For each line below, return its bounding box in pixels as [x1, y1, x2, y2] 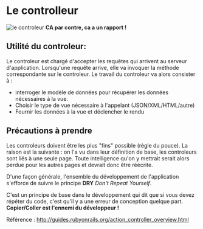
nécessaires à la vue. [15, 95, 69, 102]
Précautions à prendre [6, 126, 92, 136]
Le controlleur [6, 4, 79, 18]
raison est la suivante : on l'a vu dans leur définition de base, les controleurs [6, 148, 197, 156]
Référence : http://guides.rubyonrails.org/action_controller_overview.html [6, 216, 190, 223]
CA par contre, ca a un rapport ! [45, 24, 127, 31]
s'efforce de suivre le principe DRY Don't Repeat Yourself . [6, 179, 152, 186]
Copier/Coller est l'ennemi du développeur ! [6, 204, 120, 211]
